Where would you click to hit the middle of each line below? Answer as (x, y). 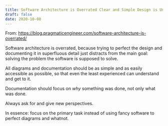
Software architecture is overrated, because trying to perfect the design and (84, 48)
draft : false (19, 14)
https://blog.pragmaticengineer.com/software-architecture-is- (82, 33)
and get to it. (18, 79)
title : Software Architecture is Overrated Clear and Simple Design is (81, 10)
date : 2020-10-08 (23, 19)
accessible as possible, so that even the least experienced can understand (82, 74)
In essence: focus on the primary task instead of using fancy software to (80, 113)
